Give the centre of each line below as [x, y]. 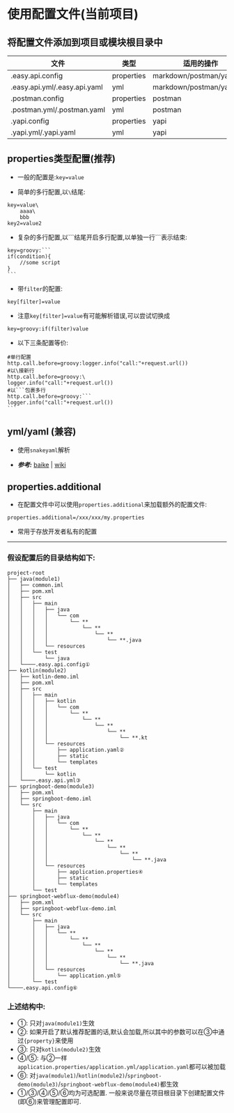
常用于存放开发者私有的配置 [57, 531]
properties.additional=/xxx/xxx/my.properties [76, 518]
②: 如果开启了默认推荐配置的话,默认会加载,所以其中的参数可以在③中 [118, 1032]
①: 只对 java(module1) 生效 [56, 1023]
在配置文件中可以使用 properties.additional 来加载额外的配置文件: [112, 505]
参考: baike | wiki [41, 464]
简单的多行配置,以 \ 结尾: [51, 192]
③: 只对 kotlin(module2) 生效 [59, 1050]
